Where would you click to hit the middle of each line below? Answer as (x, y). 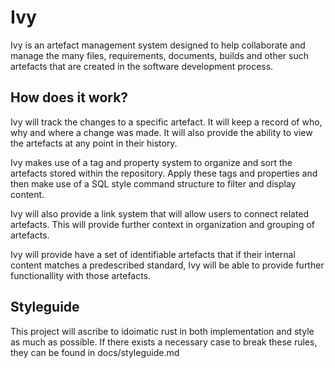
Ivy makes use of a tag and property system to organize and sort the (151, 162)
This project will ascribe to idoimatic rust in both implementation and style (162, 331)
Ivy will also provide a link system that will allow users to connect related (160, 213)
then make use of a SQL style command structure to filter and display (153, 183)
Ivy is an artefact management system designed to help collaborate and (158, 45)
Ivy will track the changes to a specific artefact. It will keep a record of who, (166, 122)
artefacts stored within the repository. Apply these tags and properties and (164, 173)
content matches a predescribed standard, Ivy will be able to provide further (167, 265)
